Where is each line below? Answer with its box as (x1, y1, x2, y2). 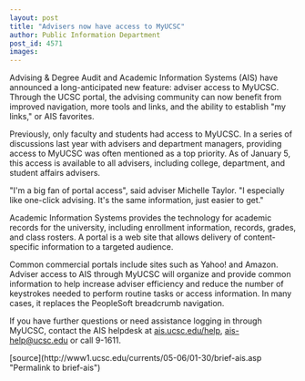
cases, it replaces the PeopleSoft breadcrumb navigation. (9, 298, 225, 309)
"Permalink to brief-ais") (9, 362, 101, 374)
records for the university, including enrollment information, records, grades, (9, 222, 297, 233)
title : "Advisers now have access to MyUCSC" (9, 22, 185, 31)
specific (9, 242, 40, 252)
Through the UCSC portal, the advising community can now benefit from (9, 92, 282, 103)
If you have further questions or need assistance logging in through (9, 315, 262, 326)
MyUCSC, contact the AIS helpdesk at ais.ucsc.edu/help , (9, 325, 223, 336)
